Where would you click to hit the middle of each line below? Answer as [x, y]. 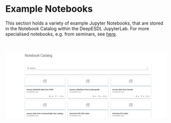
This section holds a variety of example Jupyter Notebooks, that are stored [84, 23]
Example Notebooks [49, 9]
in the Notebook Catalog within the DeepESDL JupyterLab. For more [77, 28]
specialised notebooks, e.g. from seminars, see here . [61, 34]
